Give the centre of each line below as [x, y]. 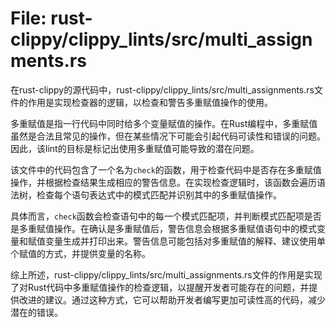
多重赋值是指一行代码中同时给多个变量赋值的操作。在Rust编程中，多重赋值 [164, 123]
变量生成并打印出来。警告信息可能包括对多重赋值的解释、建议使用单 [185, 241]
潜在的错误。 [36, 312]
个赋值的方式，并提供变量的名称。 [80, 253]
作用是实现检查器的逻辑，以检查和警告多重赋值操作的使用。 [150, 102]
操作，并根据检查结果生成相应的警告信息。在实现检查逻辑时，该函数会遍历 [163, 182]
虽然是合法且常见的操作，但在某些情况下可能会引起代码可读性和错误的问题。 [168, 136]
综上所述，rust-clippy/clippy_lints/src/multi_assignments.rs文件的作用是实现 [166, 274]
